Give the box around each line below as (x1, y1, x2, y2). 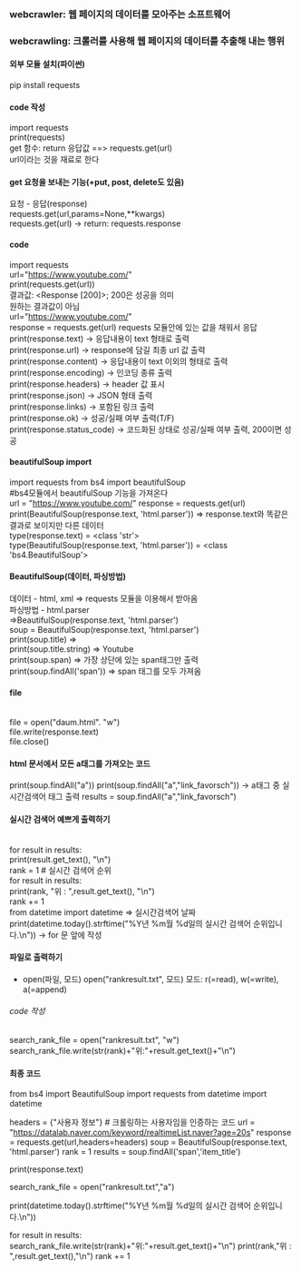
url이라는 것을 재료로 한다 (9, 154, 100, 165)
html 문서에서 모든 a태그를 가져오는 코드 (9, 758, 151, 769)
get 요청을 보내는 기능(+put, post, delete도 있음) (9, 176, 185, 187)
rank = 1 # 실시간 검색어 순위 (9, 864, 112, 875)
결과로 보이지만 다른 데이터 (9, 519, 104, 530)
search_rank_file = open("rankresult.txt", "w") (9, 1035, 180, 1046)
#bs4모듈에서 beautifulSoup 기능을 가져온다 (9, 487, 169, 498)
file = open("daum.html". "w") (9, 717, 121, 728)
